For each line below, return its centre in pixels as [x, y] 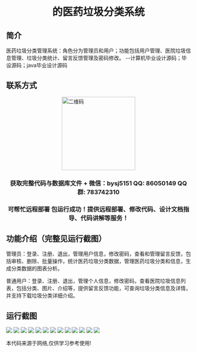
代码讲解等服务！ [104, 218]
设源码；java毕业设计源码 [37, 65]
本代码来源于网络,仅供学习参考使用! [49, 343]
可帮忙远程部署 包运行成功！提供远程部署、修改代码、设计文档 [96, 209]
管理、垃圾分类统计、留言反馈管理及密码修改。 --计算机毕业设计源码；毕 [99, 58]
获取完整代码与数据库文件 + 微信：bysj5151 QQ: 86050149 [93, 183]
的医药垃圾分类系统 [98, 12]
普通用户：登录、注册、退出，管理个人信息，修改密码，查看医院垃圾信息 [93, 281]
